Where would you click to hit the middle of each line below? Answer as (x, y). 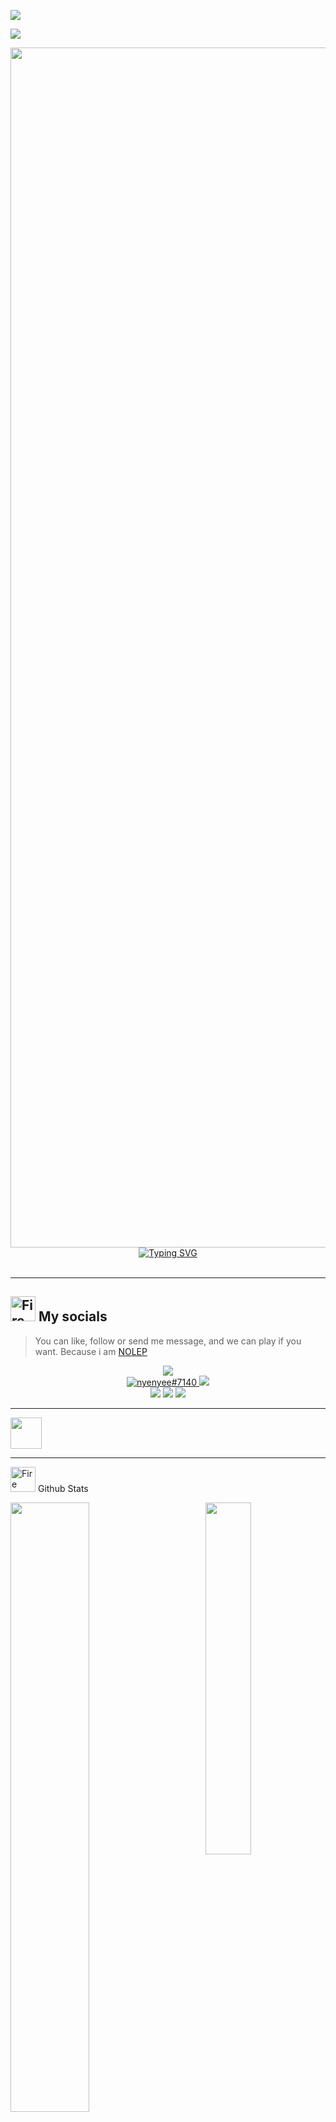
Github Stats (63, 1488)
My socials (73, 1316)
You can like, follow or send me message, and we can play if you (168, 1341)
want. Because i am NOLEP (91, 1351)
